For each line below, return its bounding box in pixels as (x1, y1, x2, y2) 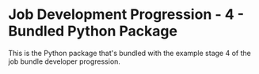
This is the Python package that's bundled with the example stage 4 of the (8, 48, 251, 57)
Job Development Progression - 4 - (8, 6, 244, 24)
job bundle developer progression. (8, 57, 121, 66)
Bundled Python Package (8, 22, 178, 40)
